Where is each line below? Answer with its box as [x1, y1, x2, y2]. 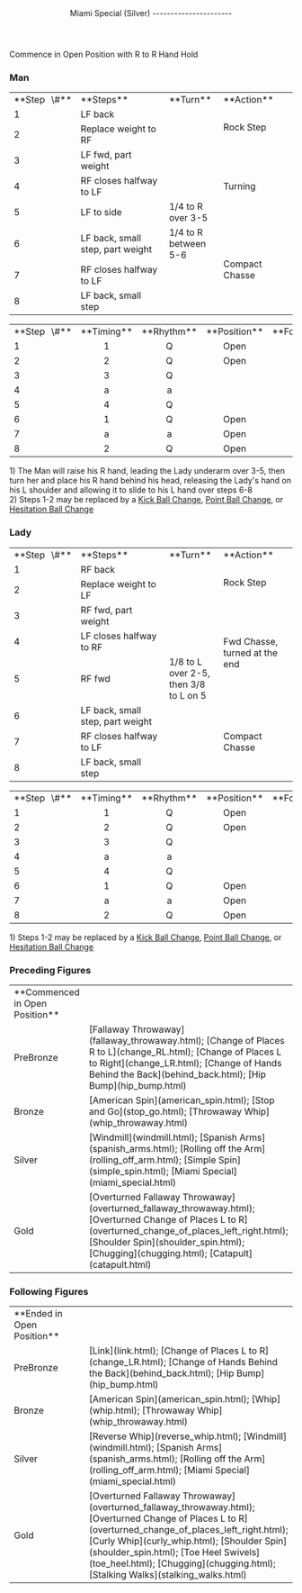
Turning [223, 180, 256, 193]
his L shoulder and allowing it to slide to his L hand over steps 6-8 [9, 484, 253, 495]
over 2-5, [169, 666, 211, 679]
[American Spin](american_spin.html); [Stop [88, 1093, 275, 1106]
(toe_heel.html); [88, 1557, 155, 1570]
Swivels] [223, 1546, 261, 1559]
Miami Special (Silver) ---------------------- [69, 8, 233, 18]
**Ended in [13, 1308, 63, 1320]
